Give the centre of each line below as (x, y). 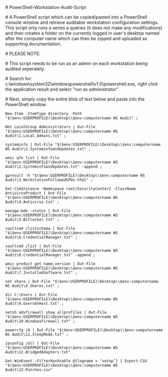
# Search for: (19, 78)
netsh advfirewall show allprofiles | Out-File (56, 312)
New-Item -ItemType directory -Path (44, 114)
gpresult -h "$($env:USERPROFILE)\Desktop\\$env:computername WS (75, 176)
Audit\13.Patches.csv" (29, 370)
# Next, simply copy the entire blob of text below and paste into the (75, 99)
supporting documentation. (33, 44)
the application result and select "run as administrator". (62, 89)
